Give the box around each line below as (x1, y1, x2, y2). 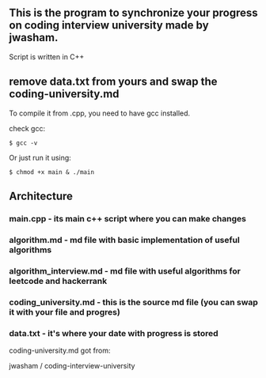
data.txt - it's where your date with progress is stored (9, 327, 218, 338)
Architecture (9, 190, 74, 203)
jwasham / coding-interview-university (9, 361, 135, 370)
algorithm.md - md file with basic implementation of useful (9, 234, 240, 245)
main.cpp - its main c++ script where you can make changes (9, 213, 246, 224)
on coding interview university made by (9, 19, 209, 32)
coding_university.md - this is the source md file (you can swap (9, 297, 258, 308)
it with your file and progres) (9, 306, 121, 317)
